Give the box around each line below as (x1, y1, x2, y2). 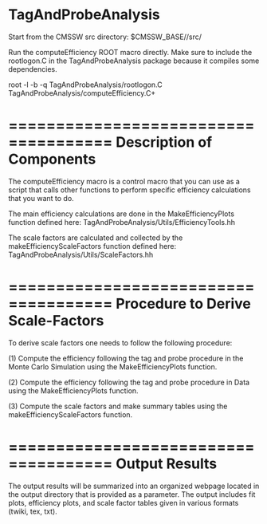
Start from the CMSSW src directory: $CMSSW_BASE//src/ (8, 32, 202, 41)
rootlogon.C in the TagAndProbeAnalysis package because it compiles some (8, 56, 260, 65)
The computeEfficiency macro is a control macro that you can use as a (8, 176, 241, 186)
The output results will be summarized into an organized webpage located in (8, 481, 260, 491)
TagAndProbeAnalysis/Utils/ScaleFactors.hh (8, 250, 154, 259)
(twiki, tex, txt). (8, 506, 57, 516)
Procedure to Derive (115, 295, 251, 313)
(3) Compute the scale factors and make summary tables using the (8, 401, 228, 411)
